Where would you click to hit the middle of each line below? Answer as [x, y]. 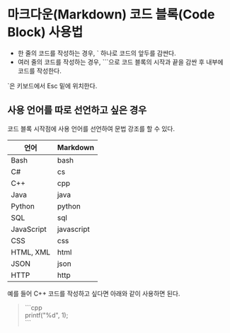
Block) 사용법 [45, 32]
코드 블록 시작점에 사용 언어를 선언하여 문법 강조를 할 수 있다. [91, 129]
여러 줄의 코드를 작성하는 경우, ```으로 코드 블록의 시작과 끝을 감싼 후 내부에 [120, 62]
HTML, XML [31, 252]
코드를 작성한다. [39, 71]
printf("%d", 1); [46, 315]
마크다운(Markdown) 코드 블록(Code [111, 14]
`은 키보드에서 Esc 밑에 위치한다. [52, 86]
